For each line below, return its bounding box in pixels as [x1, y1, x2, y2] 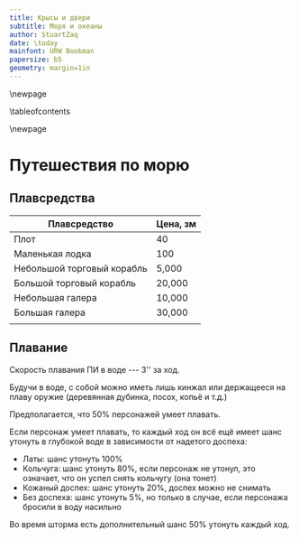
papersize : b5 [9, 55, 63, 64]
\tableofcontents [9, 106, 70, 116]
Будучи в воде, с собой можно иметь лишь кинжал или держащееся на [9, 381, 286, 393]
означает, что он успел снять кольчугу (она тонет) [22, 472, 218, 483]
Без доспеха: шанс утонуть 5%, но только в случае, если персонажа [22, 491, 288, 502]
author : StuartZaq [9, 30, 78, 39]
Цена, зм [156, 218, 196, 230]
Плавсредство [48, 218, 114, 230]
